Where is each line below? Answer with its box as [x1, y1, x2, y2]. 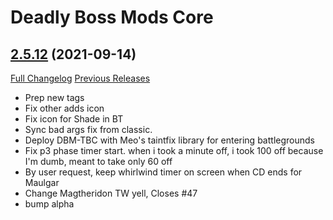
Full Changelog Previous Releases [10, 72, 151, 84]
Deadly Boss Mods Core [10, 6, 214, 29]
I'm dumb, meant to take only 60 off [24, 156, 173, 167]
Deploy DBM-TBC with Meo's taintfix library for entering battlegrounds [24, 134, 315, 146]
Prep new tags [24, 92, 85, 103]
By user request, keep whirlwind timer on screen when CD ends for [24, 166, 303, 178]
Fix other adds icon [24, 102, 105, 114]
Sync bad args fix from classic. [24, 124, 153, 135]
